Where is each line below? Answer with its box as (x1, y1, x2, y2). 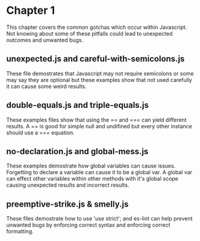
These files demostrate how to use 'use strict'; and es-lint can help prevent (6, 215, 193, 222)
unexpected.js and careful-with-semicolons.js (6, 54, 185, 64)
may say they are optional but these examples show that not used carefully (6, 76, 193, 83)
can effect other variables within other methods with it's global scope (6, 175, 179, 183)
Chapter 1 (6, 4, 55, 17)
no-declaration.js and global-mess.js (6, 146, 149, 157)
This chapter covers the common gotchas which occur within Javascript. (6, 23, 187, 31)
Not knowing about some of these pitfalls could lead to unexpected (6, 30, 173, 37)
